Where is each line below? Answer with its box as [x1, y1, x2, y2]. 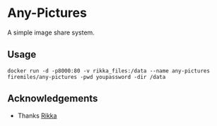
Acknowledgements [7, 93, 98, 105]
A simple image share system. [7, 28, 95, 37]
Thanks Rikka [17, 111, 57, 120]
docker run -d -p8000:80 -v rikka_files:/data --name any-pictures [7, 67, 211, 75]
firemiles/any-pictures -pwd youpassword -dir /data [7, 73, 166, 80]
